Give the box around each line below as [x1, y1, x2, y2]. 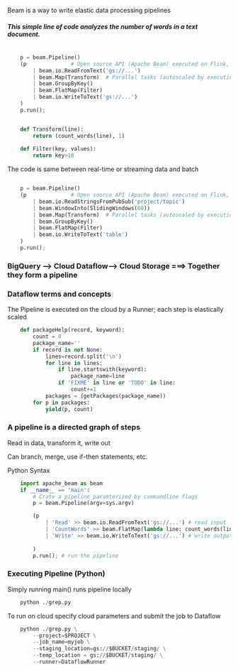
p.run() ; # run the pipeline [33, 552, 119, 560]
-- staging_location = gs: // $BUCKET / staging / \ [33, 645, 166, 653]
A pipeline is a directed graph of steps [7, 422, 140, 432]
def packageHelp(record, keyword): [20, 327, 125, 334]
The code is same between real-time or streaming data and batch [7, 165, 199, 173]
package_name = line [70, 373, 125, 380]
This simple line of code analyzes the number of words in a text [7, 22, 198, 31]
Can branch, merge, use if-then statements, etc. [7, 452, 147, 461]
